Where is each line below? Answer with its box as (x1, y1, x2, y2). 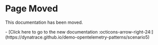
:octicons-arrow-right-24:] (98, 29, 153, 35)
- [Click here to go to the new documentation (5, 29, 98, 35)
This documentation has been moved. (5, 19, 83, 25)
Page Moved (5, 3, 58, 14)
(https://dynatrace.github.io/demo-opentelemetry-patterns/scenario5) (5, 34, 150, 40)
